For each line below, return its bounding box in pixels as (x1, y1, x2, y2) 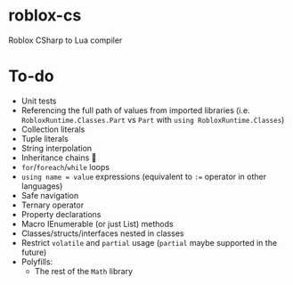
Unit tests (20, 95, 57, 106)
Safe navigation (20, 190, 79, 200)
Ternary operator (20, 199, 85, 210)
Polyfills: (20, 256, 53, 267)
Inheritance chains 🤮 (20, 152, 97, 163)
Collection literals (20, 124, 85, 134)
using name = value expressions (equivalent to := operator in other (20, 171, 267, 182)
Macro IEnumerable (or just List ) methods (20, 218, 175, 229)
